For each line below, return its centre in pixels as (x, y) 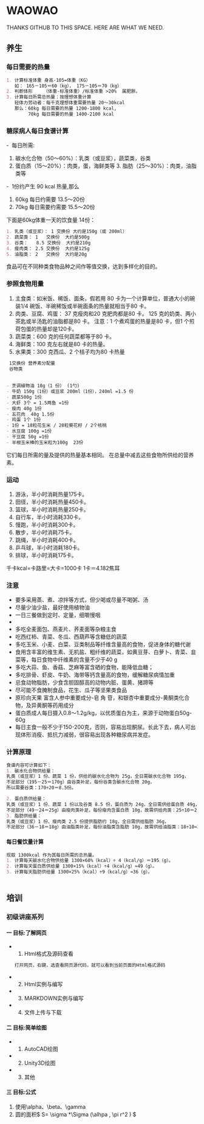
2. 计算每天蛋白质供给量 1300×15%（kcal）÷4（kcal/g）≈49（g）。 (82, 866)
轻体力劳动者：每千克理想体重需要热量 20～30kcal (70, 103)
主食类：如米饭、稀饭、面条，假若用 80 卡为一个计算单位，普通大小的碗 (105, 298)
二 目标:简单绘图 (26, 1027)
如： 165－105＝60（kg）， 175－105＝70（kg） (68, 86)
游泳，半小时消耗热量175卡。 (51, 494)
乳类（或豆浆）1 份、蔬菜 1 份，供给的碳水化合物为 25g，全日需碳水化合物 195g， (98, 777)
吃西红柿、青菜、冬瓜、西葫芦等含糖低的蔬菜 (71, 637)
